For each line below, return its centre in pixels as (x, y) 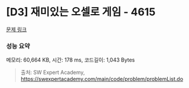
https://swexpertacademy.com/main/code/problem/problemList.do (102, 79)
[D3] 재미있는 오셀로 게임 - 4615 (81, 12)
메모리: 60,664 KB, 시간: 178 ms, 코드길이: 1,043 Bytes (71, 60)
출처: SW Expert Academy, (53, 72)
